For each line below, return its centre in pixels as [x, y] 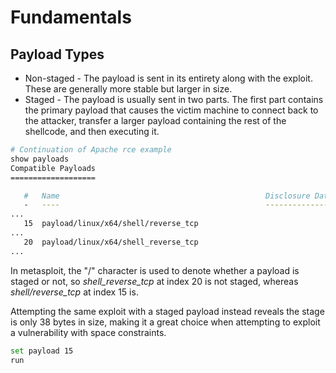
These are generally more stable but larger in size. [128, 89]
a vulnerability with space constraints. [88, 332]
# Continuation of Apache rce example [91, 150]
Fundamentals [71, 17]
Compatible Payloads [53, 168]
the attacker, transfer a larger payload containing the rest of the [155, 120]
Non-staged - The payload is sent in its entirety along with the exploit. [168, 78]
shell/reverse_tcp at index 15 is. [74, 292]
